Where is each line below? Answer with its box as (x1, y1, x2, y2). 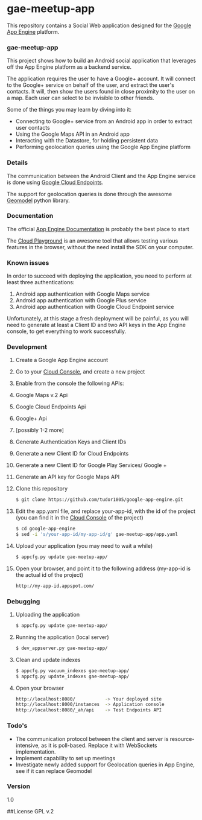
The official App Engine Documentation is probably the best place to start (7, 225, 189, 232)
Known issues (7, 258, 49, 267)
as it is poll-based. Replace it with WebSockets (40, 742, 157, 749)
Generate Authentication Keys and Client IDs (15, 438, 127, 445)
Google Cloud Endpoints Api (15, 403, 86, 410)
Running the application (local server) (15, 633, 109, 641)
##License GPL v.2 (7, 807, 54, 815)
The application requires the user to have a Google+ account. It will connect (7, 75, 195, 83)
